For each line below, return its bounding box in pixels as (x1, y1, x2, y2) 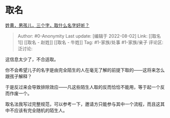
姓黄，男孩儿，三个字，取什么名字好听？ (5, 22, 90, 28)
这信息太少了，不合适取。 (5, 56, 59, 62)
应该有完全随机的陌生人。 (14, 107, 67, 113)
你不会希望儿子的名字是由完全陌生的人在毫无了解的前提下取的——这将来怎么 (5, 67, 165, 73)
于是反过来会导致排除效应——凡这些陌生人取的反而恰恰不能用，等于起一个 (5, 84, 160, 90)
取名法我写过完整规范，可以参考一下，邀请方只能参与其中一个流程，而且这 (5, 101, 160, 107)
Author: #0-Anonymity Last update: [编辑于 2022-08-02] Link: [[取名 (17, 33, 161, 39)
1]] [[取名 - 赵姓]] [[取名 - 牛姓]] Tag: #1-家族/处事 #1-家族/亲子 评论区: (17, 39, 163, 45)
